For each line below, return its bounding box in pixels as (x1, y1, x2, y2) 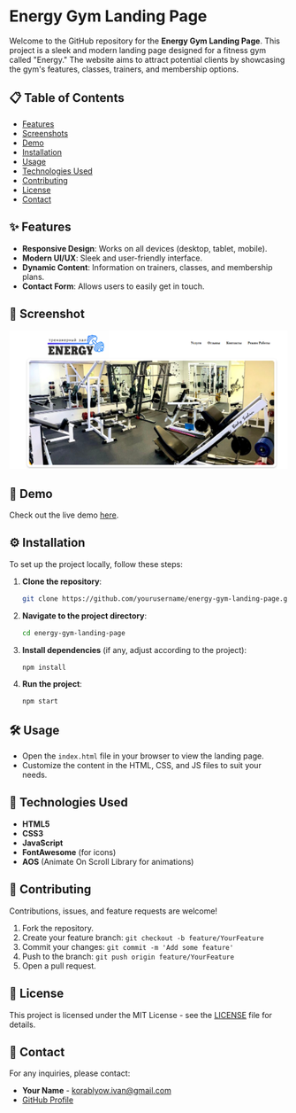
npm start (21, 697, 59, 706)
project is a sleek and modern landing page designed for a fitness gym (9, 44, 267, 55)
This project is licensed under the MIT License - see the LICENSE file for (9, 1009, 272, 1020)
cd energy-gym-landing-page (21, 628, 125, 637)
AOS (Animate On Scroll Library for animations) (21, 856, 194, 867)
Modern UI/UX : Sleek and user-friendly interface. (21, 253, 203, 263)
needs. (21, 769, 48, 781)
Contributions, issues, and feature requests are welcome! (9, 906, 218, 916)
